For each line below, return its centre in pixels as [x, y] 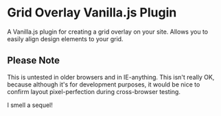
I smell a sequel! [30, 105]
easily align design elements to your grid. [65, 38]
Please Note [34, 61]
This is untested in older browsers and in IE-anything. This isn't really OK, [111, 77]
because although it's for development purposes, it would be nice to [104, 84]
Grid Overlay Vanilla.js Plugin [92, 13]
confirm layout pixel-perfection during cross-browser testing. [94, 91]
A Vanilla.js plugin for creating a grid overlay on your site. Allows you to [107, 32]
